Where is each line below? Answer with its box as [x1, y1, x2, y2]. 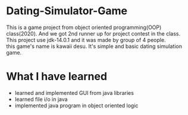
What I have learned [6, 70, 108, 84]
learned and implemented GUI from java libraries [14, 89, 134, 96]
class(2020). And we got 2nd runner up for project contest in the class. [6, 30, 181, 37]
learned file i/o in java [14, 95, 68, 103]
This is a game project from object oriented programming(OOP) [6, 24, 162, 31]
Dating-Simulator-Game [6, 4, 128, 18]
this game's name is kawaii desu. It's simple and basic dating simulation [6, 43, 183, 50]
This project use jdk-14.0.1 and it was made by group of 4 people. [6, 36, 166, 43]
